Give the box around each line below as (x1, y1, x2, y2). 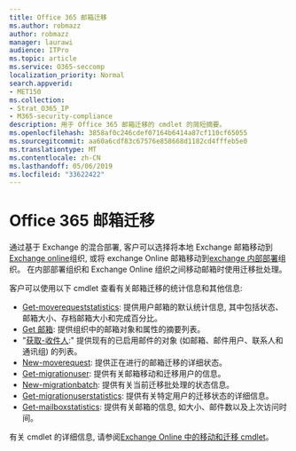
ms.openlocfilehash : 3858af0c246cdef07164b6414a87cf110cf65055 (9, 129, 248, 138)
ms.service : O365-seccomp (9, 63, 105, 72)
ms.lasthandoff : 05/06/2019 (9, 162, 113, 170)
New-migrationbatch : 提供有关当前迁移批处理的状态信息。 (21, 379, 235, 391)
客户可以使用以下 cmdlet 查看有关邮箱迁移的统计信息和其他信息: (9, 283, 243, 294)
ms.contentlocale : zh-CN (9, 153, 101, 162)
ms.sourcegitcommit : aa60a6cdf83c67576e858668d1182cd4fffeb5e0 (9, 137, 248, 146)
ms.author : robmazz (9, 21, 82, 30)
